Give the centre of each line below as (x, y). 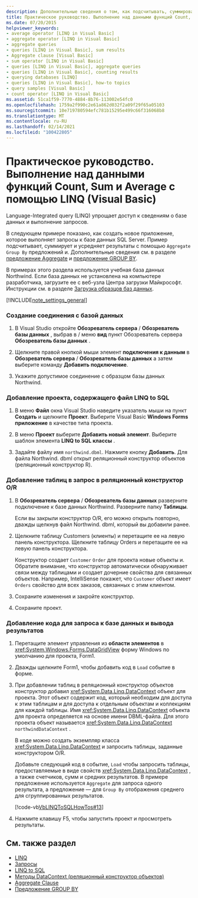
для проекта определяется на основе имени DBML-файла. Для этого (102, 716)
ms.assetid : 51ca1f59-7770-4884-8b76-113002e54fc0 (70, 99)
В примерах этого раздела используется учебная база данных (85, 270)
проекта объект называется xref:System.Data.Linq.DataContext (93, 723)
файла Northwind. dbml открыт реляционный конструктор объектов (100, 459)
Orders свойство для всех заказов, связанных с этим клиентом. (95, 584)
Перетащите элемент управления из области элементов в (89, 643)
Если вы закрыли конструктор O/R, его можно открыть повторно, (97, 518)
